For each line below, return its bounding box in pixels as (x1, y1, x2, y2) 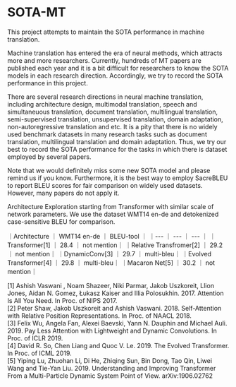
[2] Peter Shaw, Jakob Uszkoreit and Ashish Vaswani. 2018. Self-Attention (7, 304, 222, 312)
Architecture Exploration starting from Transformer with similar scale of (7, 202, 214, 210)
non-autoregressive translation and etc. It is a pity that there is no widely (7, 122, 218, 131)
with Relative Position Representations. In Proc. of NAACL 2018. (7, 311, 192, 320)
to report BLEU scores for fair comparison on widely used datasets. (7, 181, 203, 189)
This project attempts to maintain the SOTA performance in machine (7, 28, 205, 36)
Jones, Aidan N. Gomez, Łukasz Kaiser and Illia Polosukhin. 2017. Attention (7, 289, 224, 297)
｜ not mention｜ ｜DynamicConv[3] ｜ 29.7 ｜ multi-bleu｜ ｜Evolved (7, 249, 212, 258)
